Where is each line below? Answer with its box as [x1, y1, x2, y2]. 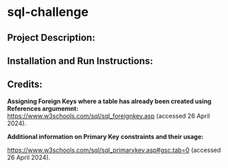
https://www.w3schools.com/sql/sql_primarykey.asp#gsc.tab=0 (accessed [7, 146, 221, 154]
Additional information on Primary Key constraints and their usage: [7, 132, 204, 140]
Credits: [7, 79, 43, 91]
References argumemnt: [7, 104, 79, 113]
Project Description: [7, 32, 95, 44]
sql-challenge [7, 4, 88, 20]
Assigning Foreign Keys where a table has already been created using [7, 97, 212, 105]
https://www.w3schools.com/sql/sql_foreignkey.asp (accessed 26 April [7, 111, 211, 120]
